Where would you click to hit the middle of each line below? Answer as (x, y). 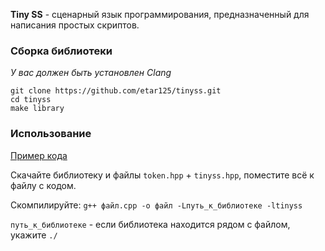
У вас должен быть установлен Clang (91, 73)
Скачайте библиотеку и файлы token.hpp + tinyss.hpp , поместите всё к (162, 175)
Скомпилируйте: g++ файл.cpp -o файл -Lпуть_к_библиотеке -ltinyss (156, 205)
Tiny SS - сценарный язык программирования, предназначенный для (160, 14)
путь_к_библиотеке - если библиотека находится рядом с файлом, (150, 224)
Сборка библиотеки (61, 51)
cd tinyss (31, 100)
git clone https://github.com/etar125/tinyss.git (116, 91)
